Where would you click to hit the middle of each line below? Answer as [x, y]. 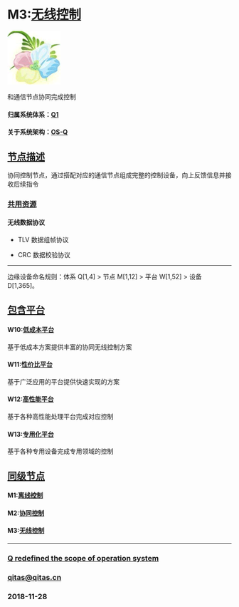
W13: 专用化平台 [31, 434]
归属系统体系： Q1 [33, 114]
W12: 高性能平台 [31, 399]
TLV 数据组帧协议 [43, 240]
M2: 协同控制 [26, 513]
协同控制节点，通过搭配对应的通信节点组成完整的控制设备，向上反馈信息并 [116, 175]
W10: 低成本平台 [31, 330]
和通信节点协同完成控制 [42, 96]
